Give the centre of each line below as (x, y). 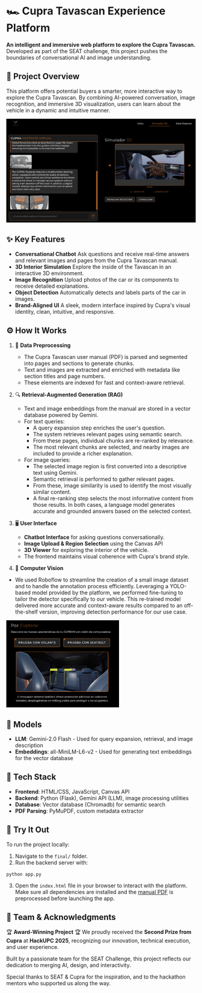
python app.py (24, 874)
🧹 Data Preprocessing (43, 345)
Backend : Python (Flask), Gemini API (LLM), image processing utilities (102, 798)
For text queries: (44, 421)
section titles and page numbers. (65, 376)
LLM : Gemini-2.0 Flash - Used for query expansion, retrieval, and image (104, 738)
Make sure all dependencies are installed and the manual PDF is (94, 892)
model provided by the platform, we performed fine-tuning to (108, 592)
